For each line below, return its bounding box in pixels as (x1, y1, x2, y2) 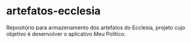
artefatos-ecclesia (6, 4, 101, 18)
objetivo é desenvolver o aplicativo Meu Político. (6, 30, 126, 37)
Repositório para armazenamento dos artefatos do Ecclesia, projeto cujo (6, 24, 186, 31)
